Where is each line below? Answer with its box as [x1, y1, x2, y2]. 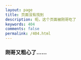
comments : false [5, 26, 39, 32]
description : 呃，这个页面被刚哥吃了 [5, 17, 76, 22]
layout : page [5, 7, 33, 13]
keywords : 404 [5, 21, 35, 27]
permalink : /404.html [5, 31, 51, 36]
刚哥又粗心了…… [5, 49, 47, 56]
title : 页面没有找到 [5, 12, 44, 17]
